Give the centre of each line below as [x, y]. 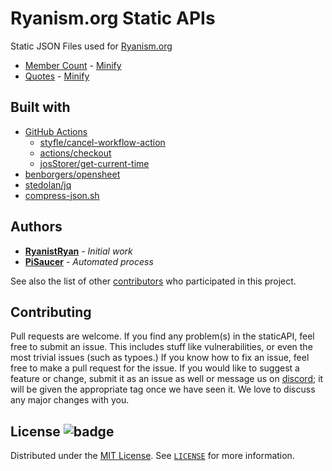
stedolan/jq [48, 184]
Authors [36, 227]
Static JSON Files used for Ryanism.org [91, 46]
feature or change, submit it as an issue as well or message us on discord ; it [167, 379]
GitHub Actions [56, 131]
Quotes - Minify [57, 76]
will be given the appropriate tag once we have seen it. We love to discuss [163, 389]
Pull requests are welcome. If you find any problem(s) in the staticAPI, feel [162, 336]
